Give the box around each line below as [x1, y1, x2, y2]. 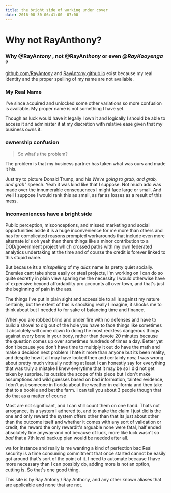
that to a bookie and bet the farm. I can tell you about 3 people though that [5, 387, 162, 393]
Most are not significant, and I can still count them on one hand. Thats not [5, 402, 160, 408]
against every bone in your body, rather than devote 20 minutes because [5, 333, 158, 339]
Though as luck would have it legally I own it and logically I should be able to [5, 115, 166, 121]
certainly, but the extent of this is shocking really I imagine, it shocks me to [5, 301, 162, 307]
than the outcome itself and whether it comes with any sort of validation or [5, 418, 162, 425]
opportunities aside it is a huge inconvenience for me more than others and [5, 227, 163, 233]
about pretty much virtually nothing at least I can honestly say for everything [5, 360, 165, 366]
